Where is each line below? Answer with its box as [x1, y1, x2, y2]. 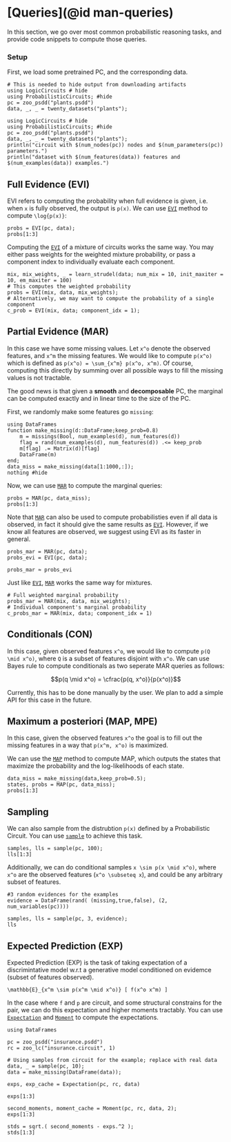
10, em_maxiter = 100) [7, 277, 72, 284]
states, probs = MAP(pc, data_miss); [7, 781, 116, 788]
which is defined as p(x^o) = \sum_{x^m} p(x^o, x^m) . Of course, [7, 359, 193, 367]
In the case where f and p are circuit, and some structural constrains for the [7, 998, 222, 1007]
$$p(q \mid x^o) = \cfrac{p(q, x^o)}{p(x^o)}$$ [50, 675, 181, 683]
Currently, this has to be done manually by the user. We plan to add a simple [7, 688, 223, 696]
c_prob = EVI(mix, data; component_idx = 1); [7, 307, 140, 315]
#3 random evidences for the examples [7, 892, 119, 898]
